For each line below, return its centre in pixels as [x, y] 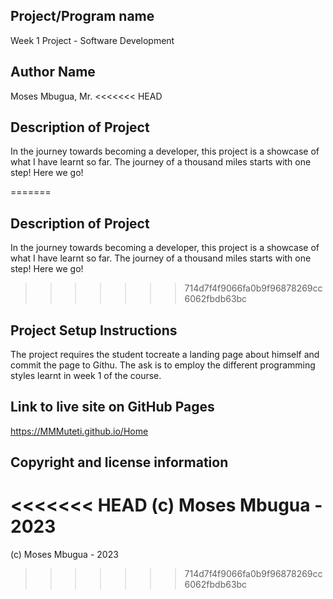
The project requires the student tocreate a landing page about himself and [165, 355]
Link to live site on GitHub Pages [112, 407]
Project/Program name [82, 16]
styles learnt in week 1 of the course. [86, 376]
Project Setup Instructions [94, 330]
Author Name [53, 72]
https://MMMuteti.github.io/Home [79, 431]
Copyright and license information [119, 462]
